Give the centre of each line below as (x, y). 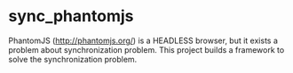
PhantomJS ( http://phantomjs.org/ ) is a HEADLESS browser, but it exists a (143, 40)
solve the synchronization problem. (73, 59)
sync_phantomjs (71, 16)
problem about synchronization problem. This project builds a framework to (146, 49)
